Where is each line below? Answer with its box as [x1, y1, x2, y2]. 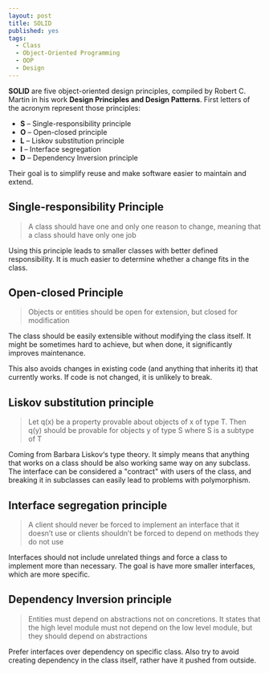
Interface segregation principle [8, 499, 167, 512]
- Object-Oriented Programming [15, 49, 120, 57]
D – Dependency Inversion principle [19, 153, 138, 162]
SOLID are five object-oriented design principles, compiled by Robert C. [8, 86, 247, 96]
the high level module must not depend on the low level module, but [27, 622, 253, 632]
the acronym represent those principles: [8, 103, 141, 112]
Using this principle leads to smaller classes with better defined [8, 246, 218, 255]
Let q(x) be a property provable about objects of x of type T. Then [27, 417, 247, 426]
